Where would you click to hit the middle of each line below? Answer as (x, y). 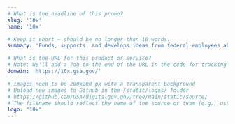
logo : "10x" (24, 110)
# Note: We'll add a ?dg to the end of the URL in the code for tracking (117, 65)
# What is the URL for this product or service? (79, 59)
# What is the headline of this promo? (65, 14)
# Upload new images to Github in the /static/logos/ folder (98, 90)
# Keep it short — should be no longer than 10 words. (89, 39)
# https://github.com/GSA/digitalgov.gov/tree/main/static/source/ (108, 97)
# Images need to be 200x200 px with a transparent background (101, 84)
